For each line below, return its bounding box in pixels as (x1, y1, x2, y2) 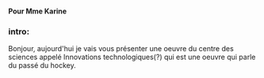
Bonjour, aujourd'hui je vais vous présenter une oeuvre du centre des (8, 43, 234, 53)
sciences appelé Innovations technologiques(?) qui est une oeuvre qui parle (8, 52, 256, 61)
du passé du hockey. (8, 60, 77, 70)
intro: (8, 26, 30, 37)
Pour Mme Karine (8, 6, 67, 16)
